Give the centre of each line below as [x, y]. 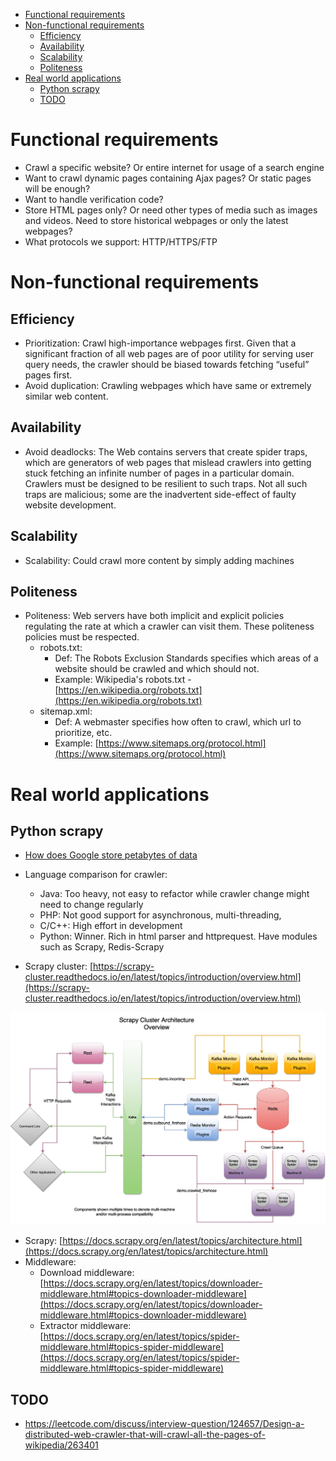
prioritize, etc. [83, 733]
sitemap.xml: [66, 711]
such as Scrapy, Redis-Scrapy [102, 947]
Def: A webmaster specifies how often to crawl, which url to [178, 722]
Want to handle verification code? [94, 199]
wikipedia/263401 [61, 1445]
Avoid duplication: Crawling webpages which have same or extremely [168, 385]
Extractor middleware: [85, 1326]
